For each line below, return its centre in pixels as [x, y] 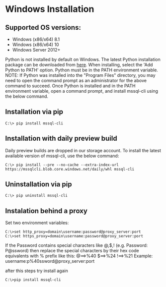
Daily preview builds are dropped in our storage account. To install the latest [83, 150]
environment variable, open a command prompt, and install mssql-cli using [82, 91]
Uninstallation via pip [39, 184]
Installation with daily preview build [61, 139]
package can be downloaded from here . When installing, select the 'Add [79, 65]
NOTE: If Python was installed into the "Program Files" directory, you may [80, 75]
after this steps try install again [37, 271]
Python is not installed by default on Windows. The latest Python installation [83, 59]
